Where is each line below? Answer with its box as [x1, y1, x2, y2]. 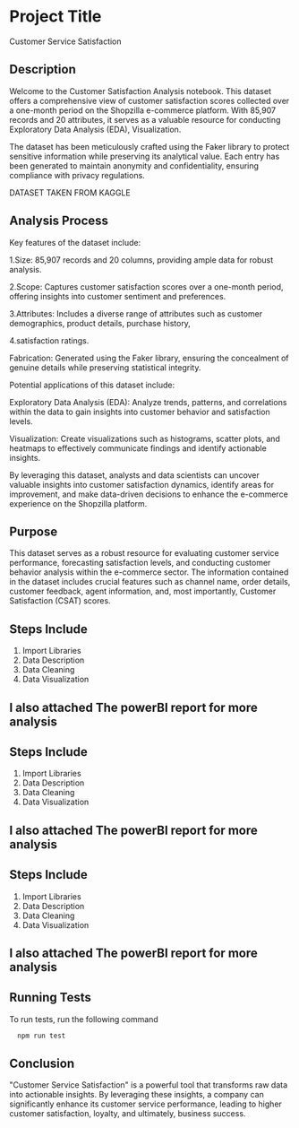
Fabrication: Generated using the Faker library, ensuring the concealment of [9, 352, 289, 363]
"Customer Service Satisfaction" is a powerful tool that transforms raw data [9, 1080, 288, 1090]
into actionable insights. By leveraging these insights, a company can [9, 1089, 264, 1100]
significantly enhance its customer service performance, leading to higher [9, 1098, 282, 1109]
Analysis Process [9, 213, 109, 229]
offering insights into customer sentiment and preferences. [9, 291, 226, 301]
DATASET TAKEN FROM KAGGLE [9, 187, 132, 198]
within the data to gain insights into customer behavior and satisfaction [9, 406, 270, 417]
